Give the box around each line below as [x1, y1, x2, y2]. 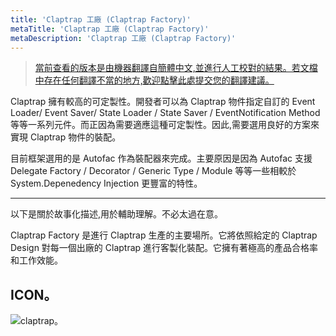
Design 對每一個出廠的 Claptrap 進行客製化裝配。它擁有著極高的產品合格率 [10, 242, 319, 254]
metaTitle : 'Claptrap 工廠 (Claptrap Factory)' [10, 24, 210, 34]
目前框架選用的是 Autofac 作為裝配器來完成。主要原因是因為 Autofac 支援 [10, 152, 313, 165]
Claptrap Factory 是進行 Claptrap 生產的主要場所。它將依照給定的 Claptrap [10, 229, 318, 241]
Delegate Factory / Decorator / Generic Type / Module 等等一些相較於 [10, 165, 297, 177]
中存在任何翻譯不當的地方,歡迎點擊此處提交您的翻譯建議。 [34, 74, 275, 86]
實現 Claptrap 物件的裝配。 [10, 131, 122, 143]
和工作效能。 [10, 254, 63, 266]
